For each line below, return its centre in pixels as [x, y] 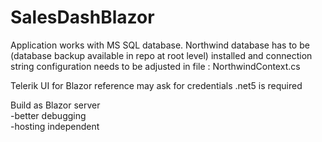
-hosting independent [55, 126]
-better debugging [48, 115]
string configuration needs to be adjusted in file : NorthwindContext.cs [155, 66]
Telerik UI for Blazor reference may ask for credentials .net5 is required [156, 85]
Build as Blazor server [55, 105]
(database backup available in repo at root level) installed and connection [161, 55]
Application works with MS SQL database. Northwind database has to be [160, 45]
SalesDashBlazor [82, 17]
